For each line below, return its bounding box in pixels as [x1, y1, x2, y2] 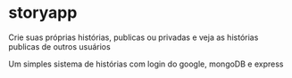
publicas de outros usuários [8, 41, 111, 51]
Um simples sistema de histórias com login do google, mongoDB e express [8, 58, 284, 69]
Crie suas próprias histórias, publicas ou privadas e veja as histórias [8, 32, 259, 43]
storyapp [8, 3, 78, 23]
